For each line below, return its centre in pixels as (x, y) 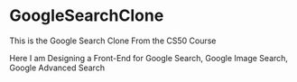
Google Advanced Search (57, 68)
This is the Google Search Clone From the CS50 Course (113, 41)
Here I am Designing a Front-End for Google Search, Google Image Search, (149, 58)
